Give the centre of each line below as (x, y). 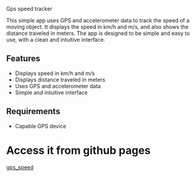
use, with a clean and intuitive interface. (56, 40)
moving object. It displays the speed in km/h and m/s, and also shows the (97, 27)
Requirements (33, 111)
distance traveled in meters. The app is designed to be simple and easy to (98, 33)
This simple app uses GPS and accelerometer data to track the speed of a (98, 20)
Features (23, 59)
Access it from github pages (78, 150)
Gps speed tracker (29, 9)
